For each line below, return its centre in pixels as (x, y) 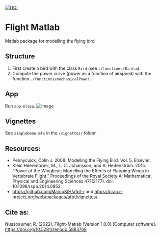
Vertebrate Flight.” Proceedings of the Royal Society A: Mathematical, (82, 176)
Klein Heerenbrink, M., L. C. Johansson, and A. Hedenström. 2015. (79, 166)
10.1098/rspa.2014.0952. (37, 186)
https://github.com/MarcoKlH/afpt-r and (53, 192)
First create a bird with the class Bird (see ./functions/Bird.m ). (76, 68)
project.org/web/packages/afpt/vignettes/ (55, 197)
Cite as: (17, 212)
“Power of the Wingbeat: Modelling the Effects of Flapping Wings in (80, 171)
